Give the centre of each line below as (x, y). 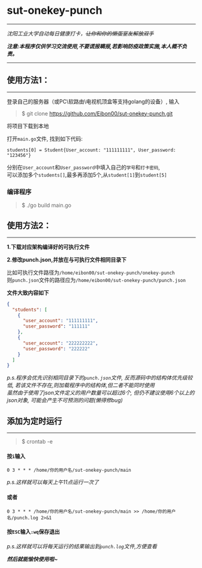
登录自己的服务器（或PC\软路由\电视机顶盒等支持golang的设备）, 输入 (93, 101)
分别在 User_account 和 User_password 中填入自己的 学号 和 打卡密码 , (84, 167)
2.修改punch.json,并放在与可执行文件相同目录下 (67, 260)
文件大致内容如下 (28, 293)
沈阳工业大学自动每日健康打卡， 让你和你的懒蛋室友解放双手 (80, 33)
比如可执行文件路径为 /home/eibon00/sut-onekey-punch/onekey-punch (91, 272)
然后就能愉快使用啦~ (32, 559)
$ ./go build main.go (46, 206)
